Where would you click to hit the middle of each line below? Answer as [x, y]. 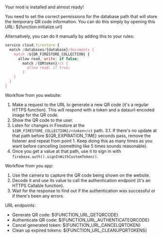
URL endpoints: [20, 205]
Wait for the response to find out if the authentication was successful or [84, 191]
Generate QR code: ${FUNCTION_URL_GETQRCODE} [65, 215]
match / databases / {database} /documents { [52, 50]
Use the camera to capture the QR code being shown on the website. [81, 175]
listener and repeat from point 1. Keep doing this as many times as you [82, 141]
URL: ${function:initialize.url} [34, 27]
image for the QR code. [35, 115]
